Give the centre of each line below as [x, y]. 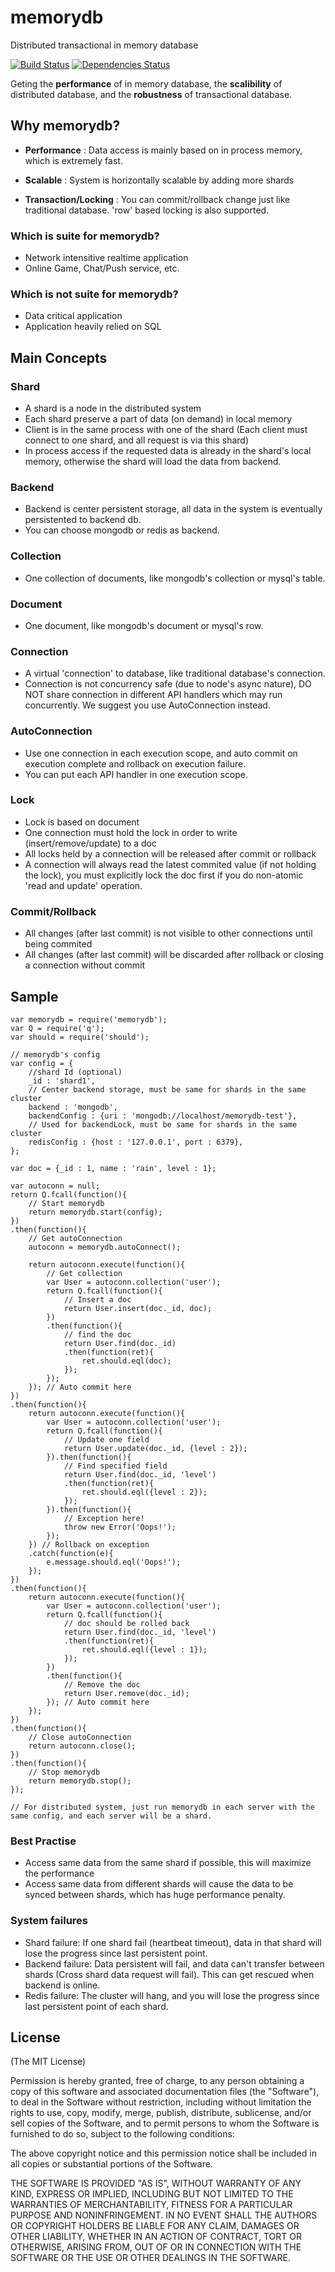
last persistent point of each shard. [96, 2006]
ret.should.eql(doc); [126, 1361]
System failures [49, 1921]
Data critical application [73, 316]
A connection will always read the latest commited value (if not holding [170, 864]
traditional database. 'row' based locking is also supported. [147, 210]
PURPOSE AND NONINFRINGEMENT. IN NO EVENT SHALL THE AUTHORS [164, 2215]
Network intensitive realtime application [106, 258]
